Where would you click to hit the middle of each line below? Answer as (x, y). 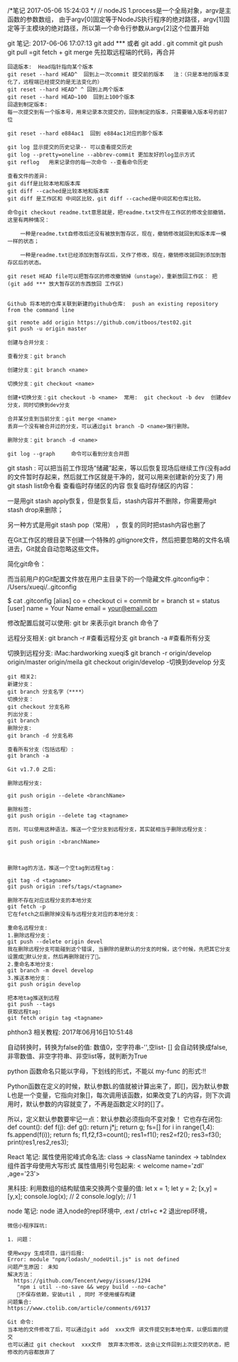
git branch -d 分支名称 (40, 736)
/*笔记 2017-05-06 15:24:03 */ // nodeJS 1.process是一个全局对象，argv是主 (119, 10)
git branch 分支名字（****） (47, 692)
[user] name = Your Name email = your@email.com (82, 608)
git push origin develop (44, 984)
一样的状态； (23, 241)
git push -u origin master (47, 329)
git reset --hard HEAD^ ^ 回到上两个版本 (66, 89)
